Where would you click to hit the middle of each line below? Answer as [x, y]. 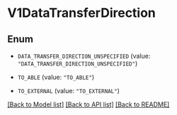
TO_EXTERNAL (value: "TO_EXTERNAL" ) [69, 91]
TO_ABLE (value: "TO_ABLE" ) [56, 77]
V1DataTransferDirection [81, 13]
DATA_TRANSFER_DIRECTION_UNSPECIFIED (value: [84, 56]
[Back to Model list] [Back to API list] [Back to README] [88, 104]
